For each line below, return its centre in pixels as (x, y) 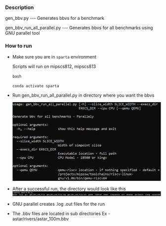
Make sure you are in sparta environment (54, 56)
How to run (19, 46)
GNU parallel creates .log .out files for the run (59, 204)
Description (20, 7)
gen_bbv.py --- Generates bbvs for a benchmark (55, 18)
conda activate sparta (36, 86)
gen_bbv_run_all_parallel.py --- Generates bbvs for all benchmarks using (79, 28)
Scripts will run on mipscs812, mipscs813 (54, 66)
